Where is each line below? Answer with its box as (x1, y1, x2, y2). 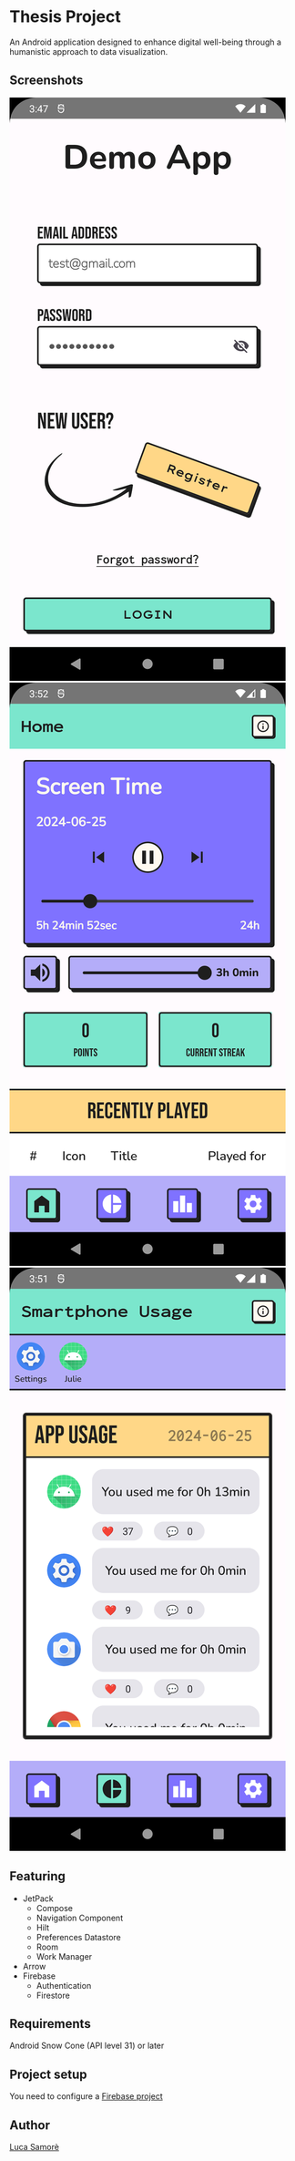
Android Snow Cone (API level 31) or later (9, 2040, 165, 2052)
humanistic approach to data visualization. (9, 46, 168, 57)
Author (9, 2117, 50, 2133)
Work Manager (36, 1950, 93, 1961)
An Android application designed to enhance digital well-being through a (9, 36, 282, 47)
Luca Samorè (9, 2142, 59, 2152)
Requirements (9, 2016, 91, 2032)
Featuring (9, 1868, 66, 1884)
